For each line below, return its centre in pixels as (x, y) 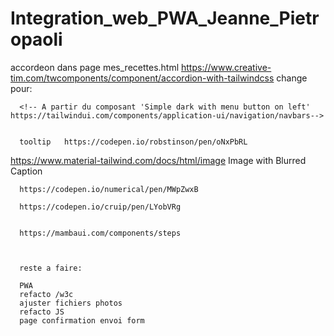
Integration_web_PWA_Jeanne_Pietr (165, 18)
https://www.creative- (226, 67)
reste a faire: (51, 268)
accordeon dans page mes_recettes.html (95, 67)
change (292, 78)
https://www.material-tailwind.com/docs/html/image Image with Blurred (158, 160)
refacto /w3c (46, 294)
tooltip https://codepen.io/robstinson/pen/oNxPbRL (133, 142)
